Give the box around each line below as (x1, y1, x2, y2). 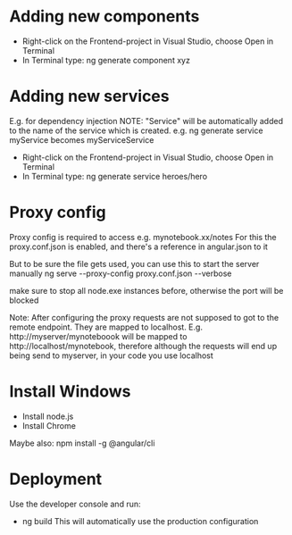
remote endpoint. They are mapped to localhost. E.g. (9, 322, 204, 332)
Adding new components (9, 6, 200, 27)
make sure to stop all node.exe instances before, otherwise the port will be (9, 285, 284, 296)
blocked (9, 295, 39, 305)
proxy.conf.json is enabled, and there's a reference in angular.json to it (9, 241, 268, 252)
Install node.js (21, 411, 74, 422)
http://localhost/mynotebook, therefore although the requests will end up (9, 340, 278, 351)
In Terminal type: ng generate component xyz (21, 54, 190, 65)
